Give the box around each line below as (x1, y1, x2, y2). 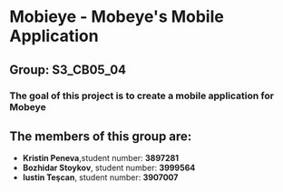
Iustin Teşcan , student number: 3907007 (22, 172, 179, 183)
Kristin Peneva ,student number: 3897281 (22, 153, 180, 164)
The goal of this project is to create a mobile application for (9, 89, 275, 102)
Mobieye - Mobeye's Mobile (9, 6, 224, 27)
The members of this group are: (9, 128, 192, 144)
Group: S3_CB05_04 (9, 62, 127, 77)
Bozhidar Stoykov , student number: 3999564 (22, 162, 196, 174)
